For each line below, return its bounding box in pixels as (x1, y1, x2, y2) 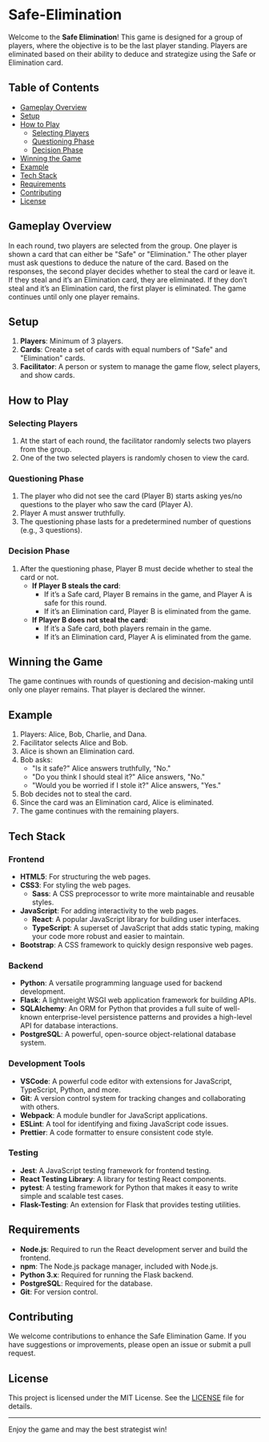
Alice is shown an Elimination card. (19, 746, 134, 756)
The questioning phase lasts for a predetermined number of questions (19, 517, 252, 526)
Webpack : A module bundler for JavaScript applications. (19, 1110, 208, 1120)
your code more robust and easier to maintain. (31, 931, 185, 940)
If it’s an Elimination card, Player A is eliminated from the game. (43, 632, 252, 641)
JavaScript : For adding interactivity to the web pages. (19, 905, 199, 916)
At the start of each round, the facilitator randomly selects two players (19, 436, 251, 446)
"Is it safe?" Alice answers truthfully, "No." (31, 764, 171, 774)
